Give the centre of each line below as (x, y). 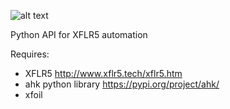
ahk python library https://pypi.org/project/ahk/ (122, 84)
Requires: (30, 54)
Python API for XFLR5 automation (79, 34)
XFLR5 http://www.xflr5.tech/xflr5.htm (103, 73)
